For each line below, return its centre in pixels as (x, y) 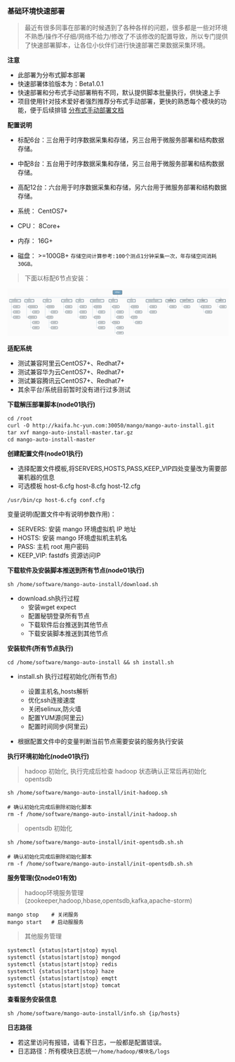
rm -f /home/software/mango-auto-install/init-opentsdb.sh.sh (100, 864)
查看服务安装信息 (32, 999)
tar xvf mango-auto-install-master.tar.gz (70, 432)
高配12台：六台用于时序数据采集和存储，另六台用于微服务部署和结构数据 (122, 187)
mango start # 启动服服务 (46, 922)
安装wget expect (52, 607)
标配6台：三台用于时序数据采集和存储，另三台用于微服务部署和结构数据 (121, 140)
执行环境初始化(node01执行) (48, 756)
